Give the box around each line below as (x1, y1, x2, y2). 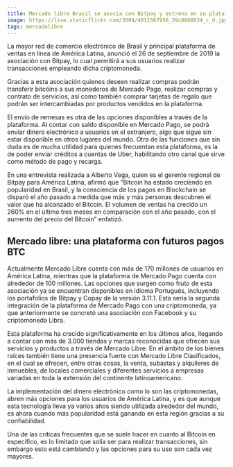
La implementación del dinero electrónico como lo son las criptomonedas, (7, 387, 218, 396)
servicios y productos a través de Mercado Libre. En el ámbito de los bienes (7, 344, 224, 353)
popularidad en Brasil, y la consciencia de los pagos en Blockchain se (7, 185, 207, 194)
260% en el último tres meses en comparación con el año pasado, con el (7, 207, 216, 216)
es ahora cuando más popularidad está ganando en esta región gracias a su (7, 409, 225, 418)
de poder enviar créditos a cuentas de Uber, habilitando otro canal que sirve (7, 150, 225, 158)
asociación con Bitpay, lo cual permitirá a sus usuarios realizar (7, 57, 186, 65)
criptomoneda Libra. (7, 316, 65, 325)
